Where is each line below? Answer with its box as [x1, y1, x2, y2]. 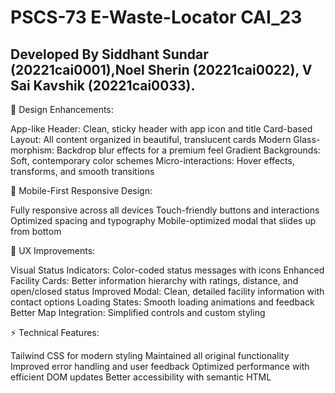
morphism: [10, 144, 55, 156]
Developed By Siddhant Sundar [10, 46, 209, 63]
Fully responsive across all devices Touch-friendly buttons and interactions [10, 204, 320, 216]
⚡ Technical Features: [10, 327, 100, 338]
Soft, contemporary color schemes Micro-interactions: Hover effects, [10, 155, 295, 166]
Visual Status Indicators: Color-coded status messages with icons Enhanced [10, 264, 325, 276]
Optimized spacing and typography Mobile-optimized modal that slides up [10, 215, 317, 226]
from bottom [10, 226, 62, 237]
